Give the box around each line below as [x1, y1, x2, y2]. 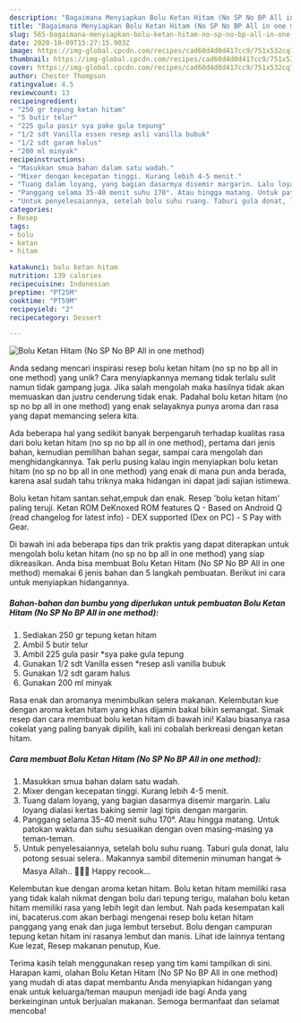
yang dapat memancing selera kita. [9, 410, 139, 422]
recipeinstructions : [9, 154, 87, 164]
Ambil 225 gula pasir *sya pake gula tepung [21, 649, 185, 660]
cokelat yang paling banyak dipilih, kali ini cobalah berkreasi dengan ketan [9, 723, 284, 734]
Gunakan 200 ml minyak [21, 678, 113, 688]
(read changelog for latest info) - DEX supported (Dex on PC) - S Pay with [9, 512, 282, 523]
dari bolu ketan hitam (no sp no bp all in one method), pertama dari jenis [9, 437, 276, 449]
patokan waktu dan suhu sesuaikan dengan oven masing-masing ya [21, 824, 274, 835]
